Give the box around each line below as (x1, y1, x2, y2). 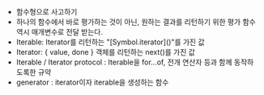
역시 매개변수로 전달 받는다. (15, 27, 104, 36)
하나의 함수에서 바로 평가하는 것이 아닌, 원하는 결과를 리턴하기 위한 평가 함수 (15, 17, 257, 27)
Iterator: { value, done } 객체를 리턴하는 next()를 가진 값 (15, 47, 196, 56)
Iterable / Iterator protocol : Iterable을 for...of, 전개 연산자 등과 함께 (15, 57, 232, 67)
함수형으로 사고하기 (15, 7, 78, 16)
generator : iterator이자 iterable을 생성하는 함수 (15, 77, 169, 87)
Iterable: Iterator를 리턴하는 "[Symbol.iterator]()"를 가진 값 (15, 37, 205, 47)
